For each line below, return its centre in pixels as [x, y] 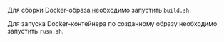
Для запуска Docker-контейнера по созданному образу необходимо [112, 23]
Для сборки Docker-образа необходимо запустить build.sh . [99, 10]
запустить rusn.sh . [36, 31]
